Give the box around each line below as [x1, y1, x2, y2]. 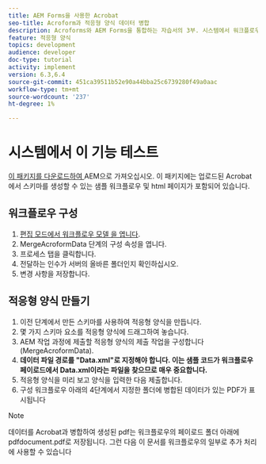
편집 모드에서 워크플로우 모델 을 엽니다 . [19, 229, 141, 239]
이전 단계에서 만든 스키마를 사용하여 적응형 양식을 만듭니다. [19, 316, 202, 326]
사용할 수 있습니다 [16, 447, 72, 456]
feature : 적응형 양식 [8, 33, 71, 42]
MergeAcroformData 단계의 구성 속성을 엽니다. [19, 239, 167, 248]
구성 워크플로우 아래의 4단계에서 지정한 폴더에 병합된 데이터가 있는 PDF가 [19, 385, 247, 394]
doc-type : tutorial [8, 56, 73, 64]
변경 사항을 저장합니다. [19, 269, 90, 278]
